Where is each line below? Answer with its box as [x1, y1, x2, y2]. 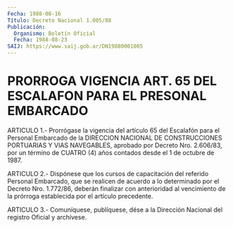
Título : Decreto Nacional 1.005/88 [7, 17, 112, 24]
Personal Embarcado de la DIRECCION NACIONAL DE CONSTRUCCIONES [7, 133, 222, 142]
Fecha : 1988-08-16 [7, 10, 61, 18]
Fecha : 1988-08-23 [13, 36, 68, 43]
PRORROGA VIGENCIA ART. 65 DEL [7, 73, 217, 89]
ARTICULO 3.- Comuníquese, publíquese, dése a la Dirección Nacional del [7, 205, 223, 214]
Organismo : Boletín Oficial [13, 29, 96, 37]
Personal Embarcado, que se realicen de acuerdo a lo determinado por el [7, 177, 220, 185]
